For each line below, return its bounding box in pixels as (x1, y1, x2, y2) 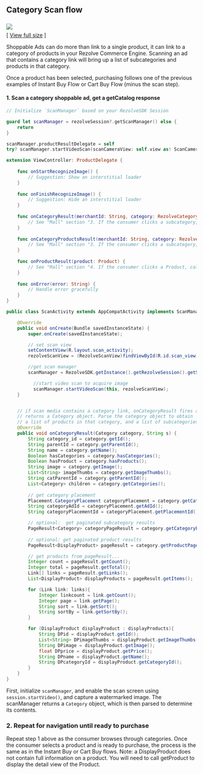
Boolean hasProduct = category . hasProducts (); (28, 459, 147, 465)
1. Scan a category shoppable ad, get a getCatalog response (6, 94, 161, 102)
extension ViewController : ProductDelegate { (6, 157, 123, 164)
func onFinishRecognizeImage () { (17, 191, 101, 197)
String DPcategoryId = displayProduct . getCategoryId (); (38, 659, 182, 665)
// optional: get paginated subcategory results (28, 520, 155, 526)
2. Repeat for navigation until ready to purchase (6, 721, 149, 730)
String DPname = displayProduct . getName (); (38, 654, 150, 660)
